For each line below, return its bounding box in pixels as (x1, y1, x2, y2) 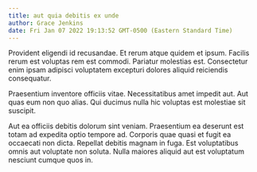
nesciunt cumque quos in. (8, 155, 94, 165)
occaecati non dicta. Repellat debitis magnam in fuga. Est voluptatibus (8, 139, 239, 148)
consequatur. (8, 73, 52, 84)
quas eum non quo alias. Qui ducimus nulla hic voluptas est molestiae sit (8, 97, 246, 107)
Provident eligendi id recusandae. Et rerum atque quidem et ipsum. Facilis (8, 49, 250, 58)
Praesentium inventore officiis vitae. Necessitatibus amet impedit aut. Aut (8, 89, 249, 99)
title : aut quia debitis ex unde (8, 11, 119, 20)
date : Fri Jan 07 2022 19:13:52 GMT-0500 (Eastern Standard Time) (8, 26, 233, 34)
